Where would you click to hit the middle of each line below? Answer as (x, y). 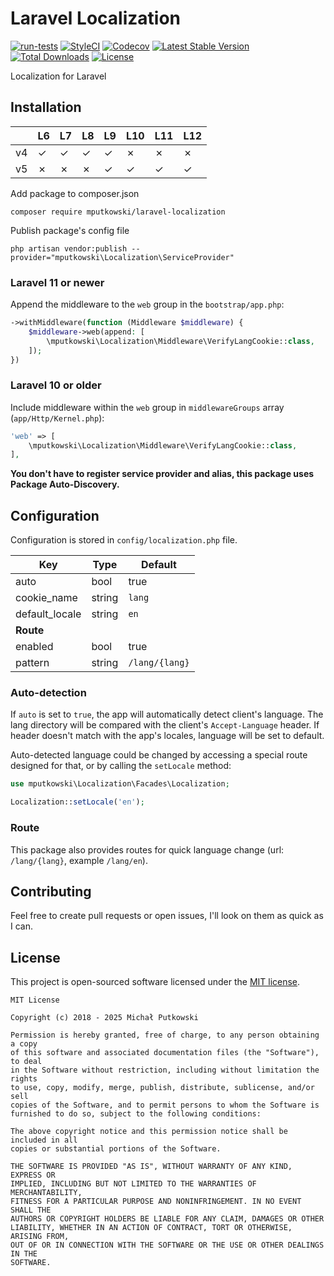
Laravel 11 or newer (57, 282)
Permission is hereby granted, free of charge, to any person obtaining (165, 1035)
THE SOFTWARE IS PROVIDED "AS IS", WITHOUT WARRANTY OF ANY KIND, (151, 1167)
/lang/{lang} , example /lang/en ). (79, 860)
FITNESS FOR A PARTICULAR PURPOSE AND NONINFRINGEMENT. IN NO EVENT (156, 1202)
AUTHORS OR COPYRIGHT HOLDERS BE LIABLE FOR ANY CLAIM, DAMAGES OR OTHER (167, 1219)
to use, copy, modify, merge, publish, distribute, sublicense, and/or (162, 1088)
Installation (46, 107)
